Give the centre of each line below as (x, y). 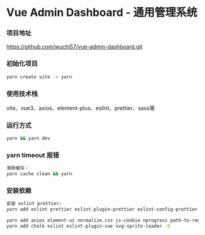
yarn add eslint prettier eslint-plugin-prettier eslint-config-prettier (102, 209)
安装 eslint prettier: (34, 204)
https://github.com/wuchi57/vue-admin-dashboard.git (74, 47)
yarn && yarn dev (28, 139)
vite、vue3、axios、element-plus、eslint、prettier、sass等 (81, 108)
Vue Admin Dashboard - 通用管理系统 (102, 13)
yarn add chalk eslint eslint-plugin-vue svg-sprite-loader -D (88, 226)
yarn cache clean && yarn (39, 174)
